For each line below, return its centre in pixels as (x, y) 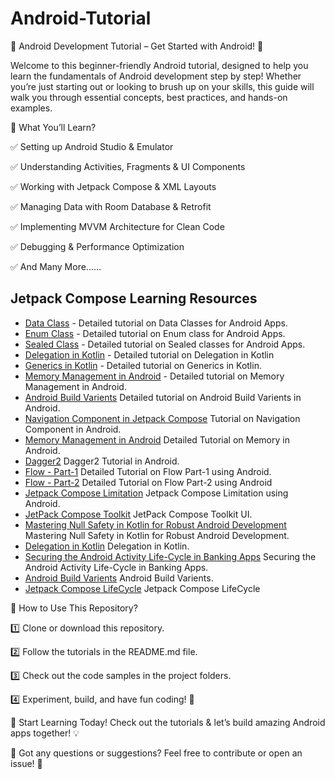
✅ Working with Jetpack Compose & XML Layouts (113, 186)
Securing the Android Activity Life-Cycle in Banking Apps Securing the (170, 556)
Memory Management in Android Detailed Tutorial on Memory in (157, 439)
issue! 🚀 (26, 763)
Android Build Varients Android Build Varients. (119, 578)
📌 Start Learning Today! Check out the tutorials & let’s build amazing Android (168, 722)
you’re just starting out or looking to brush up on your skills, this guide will (162, 86)
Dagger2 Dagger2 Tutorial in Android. (102, 461)
